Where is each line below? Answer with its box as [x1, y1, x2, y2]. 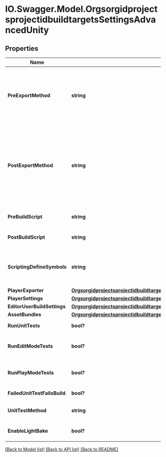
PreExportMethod [7, 92, 50, 99]
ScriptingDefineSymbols [7, 263, 67, 270]
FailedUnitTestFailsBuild [7, 390, 66, 397]
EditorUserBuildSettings [7, 303, 66, 310]
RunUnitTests [7, 322, 41, 329]
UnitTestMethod [7, 407, 47, 414]
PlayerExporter [7, 287, 44, 294]
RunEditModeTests [7, 343, 53, 350]
